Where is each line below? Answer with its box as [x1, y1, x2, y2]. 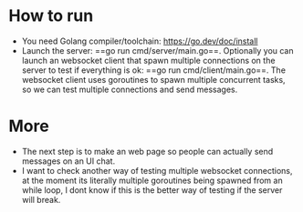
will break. [21, 194, 61, 205]
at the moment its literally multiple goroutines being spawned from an [21, 175, 284, 186]
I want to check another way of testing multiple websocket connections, [21, 165, 293, 176]
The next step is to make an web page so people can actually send [21, 146, 274, 156]
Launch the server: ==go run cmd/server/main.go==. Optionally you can [21, 45, 294, 56]
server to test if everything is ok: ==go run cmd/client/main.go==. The [21, 65, 287, 76]
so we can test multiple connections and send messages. [21, 84, 238, 95]
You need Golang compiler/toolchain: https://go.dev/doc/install [21, 35, 258, 46]
